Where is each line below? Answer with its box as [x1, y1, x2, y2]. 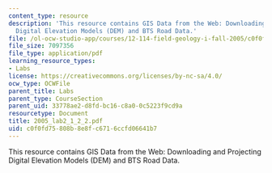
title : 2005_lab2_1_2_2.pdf [8, 117, 104, 125]
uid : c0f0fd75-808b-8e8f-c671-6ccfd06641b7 [8, 124, 158, 133]
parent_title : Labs [8, 86, 74, 95]
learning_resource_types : [8, 57, 96, 65]
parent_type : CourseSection [8, 95, 104, 103]
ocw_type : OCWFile [8, 79, 70, 87]
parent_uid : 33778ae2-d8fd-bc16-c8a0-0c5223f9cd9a [8, 102, 183, 110]
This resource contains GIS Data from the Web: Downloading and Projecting [8, 146, 261, 156]
